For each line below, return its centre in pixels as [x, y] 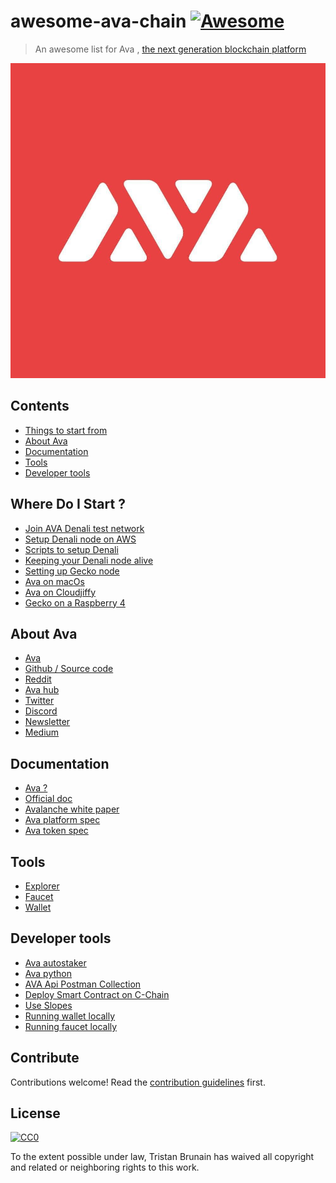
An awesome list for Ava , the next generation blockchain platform [170, 49]
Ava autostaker [55, 962]
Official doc [48, 799]
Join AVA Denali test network [84, 528]
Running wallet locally [70, 1016]
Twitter [39, 701]
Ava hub [42, 690]
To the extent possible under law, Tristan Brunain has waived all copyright [162, 1157]
